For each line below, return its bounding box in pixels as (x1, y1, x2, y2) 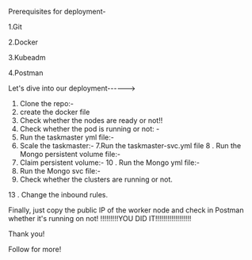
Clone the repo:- (19, 99, 74, 108)
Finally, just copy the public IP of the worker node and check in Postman (8, 205, 244, 215)
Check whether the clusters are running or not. (19, 174, 173, 184)
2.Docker (8, 37, 38, 47)
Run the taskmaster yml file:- (19, 132, 115, 142)
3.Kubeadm (8, 53, 46, 62)
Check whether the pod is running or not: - (19, 124, 160, 133)
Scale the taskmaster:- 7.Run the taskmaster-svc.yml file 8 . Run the (19, 141, 242, 150)
